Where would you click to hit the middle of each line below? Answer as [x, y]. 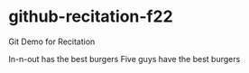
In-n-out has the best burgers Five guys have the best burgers [124, 59]
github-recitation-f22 [91, 17]
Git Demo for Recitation [52, 41]
